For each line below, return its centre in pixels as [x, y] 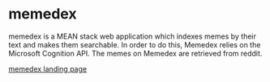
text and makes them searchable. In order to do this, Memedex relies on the [135, 44]
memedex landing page [48, 68]
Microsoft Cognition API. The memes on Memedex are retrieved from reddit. [135, 53]
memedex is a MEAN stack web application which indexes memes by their [133, 36]
